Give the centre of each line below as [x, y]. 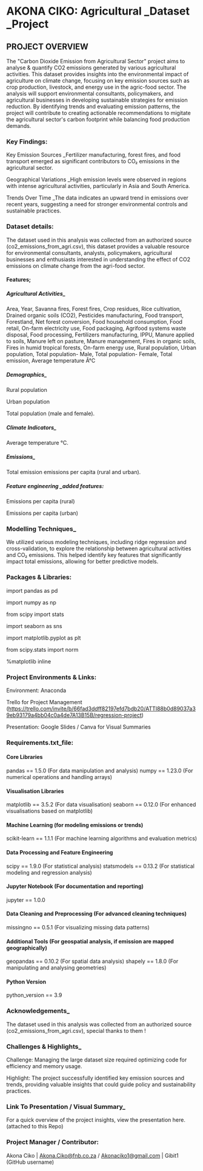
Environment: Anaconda [36, 690]
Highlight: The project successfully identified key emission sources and [95, 1078]
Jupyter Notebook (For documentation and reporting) [75, 886]
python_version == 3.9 [34, 995]
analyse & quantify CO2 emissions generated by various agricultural [91, 68]
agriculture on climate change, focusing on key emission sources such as [98, 81]
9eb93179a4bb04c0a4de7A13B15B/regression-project [74, 715]
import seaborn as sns [34, 626]
